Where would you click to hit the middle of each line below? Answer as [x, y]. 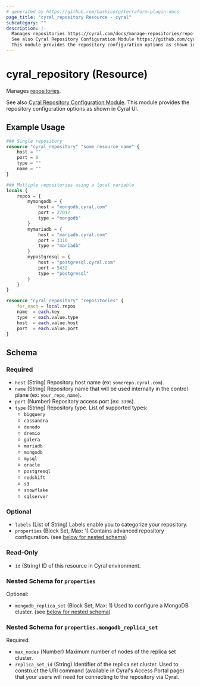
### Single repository [34, 141]
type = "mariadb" [60, 246]
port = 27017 [54, 213]
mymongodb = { [45, 202]
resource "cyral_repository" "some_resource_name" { [73, 146]
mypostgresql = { [49, 257]
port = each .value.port [48, 328]
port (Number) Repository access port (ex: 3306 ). [75, 402]
